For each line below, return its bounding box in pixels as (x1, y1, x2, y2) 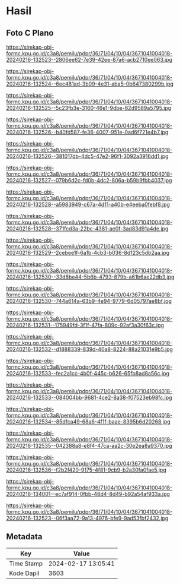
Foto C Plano (6, 28, 54, 38)
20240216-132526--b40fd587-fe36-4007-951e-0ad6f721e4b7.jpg (6, 129, 169, 135)
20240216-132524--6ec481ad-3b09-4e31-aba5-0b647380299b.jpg (6, 80, 173, 87)
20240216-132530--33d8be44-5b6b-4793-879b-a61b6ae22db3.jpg (6, 273, 175, 280)
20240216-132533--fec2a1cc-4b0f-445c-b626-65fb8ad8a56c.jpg (6, 370, 170, 377)
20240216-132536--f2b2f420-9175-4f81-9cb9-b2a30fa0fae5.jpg (6, 466, 167, 473)
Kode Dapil (9, 569, 40, 577)
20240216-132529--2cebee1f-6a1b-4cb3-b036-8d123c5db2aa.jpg (6, 249, 170, 256)
